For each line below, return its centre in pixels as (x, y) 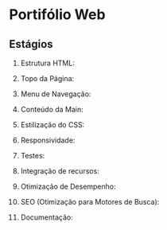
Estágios (31, 44)
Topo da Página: (47, 78)
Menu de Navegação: (56, 94)
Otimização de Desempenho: (68, 186)
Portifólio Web (57, 15)
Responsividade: (48, 140)
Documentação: (47, 217)
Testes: (33, 156)
